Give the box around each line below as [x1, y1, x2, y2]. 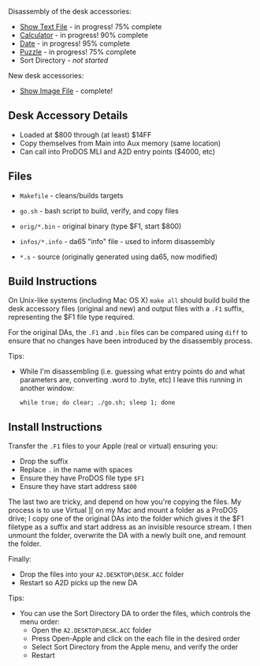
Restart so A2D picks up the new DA [19, 578, 138, 588]
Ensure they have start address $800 [19, 482, 137, 491]
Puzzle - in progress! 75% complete [19, 47, 136, 56]
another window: [19, 383, 75, 393]
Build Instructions [8, 275, 98, 288]
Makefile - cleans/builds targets [19, 190, 124, 200]
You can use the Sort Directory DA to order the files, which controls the [19, 608, 251, 619]
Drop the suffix [19, 457, 69, 466]
